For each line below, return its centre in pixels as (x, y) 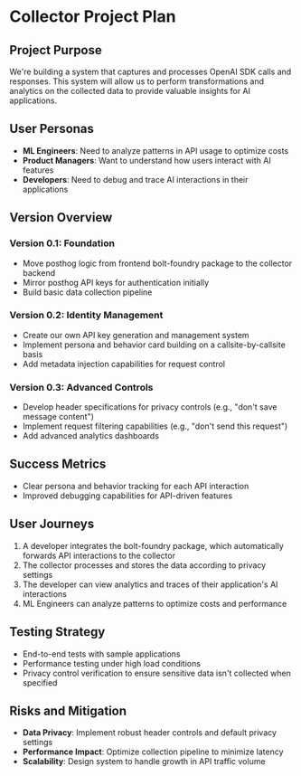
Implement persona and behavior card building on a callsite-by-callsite (154, 345)
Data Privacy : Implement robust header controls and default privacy (150, 733)
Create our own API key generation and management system (136, 335)
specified (40, 682)
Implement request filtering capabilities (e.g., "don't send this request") (155, 426)
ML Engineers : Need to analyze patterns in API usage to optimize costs (155, 150)
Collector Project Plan (93, 17)
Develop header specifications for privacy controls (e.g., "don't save (150, 407)
